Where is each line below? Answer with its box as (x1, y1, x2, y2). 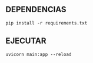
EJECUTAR (5, 36, 46, 46)
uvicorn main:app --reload (5, 51, 72, 57)
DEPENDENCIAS (5, 5, 67, 15)
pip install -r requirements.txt (5, 20, 88, 26)
